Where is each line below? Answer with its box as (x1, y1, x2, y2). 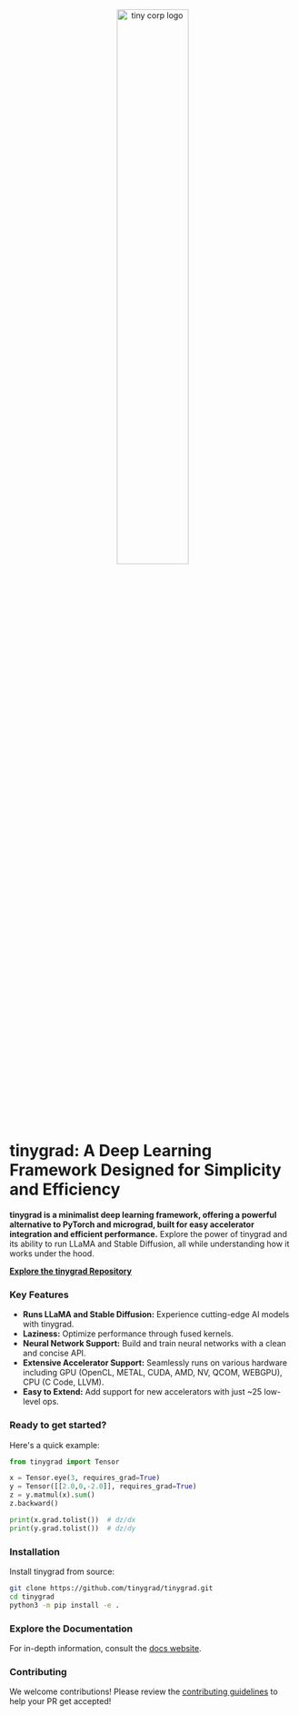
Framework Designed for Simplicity (9, 1160, 282, 1181)
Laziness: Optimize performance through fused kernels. (22, 1328, 234, 1339)
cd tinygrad (9, 1592, 55, 1601)
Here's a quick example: (9, 1439, 100, 1450)
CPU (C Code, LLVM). (22, 1376, 105, 1387)
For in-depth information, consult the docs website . (9, 1642, 202, 1653)
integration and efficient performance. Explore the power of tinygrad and (9, 1228, 288, 1239)
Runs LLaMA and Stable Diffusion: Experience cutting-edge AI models (22, 1309, 290, 1320)
